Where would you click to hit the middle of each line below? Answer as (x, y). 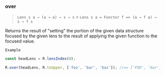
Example (13, 50)
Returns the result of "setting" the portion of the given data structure (74, 31)
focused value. (20, 41)
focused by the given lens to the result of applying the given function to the (81, 36)
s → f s (25, 22)
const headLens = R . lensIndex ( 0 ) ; (41, 59)
